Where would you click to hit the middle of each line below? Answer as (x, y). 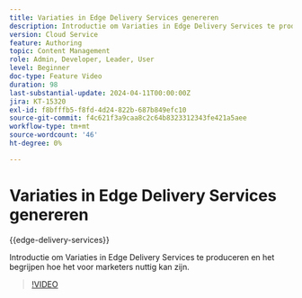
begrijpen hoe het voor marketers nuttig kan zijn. (100, 266)
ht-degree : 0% (36, 143)
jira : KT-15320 (38, 101)
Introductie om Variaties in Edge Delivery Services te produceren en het (142, 257)
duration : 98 (34, 85)
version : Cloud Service (54, 34)
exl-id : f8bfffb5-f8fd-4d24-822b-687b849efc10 (98, 110)
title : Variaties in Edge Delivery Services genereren (114, 18)
